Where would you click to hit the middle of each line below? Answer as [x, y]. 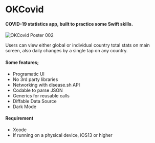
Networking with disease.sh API [46, 85]
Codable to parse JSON [38, 90]
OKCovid [25, 9]
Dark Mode [25, 107]
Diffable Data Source [35, 101]
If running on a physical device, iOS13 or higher [62, 135]
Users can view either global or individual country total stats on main [77, 45]
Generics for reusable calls [41, 95]
